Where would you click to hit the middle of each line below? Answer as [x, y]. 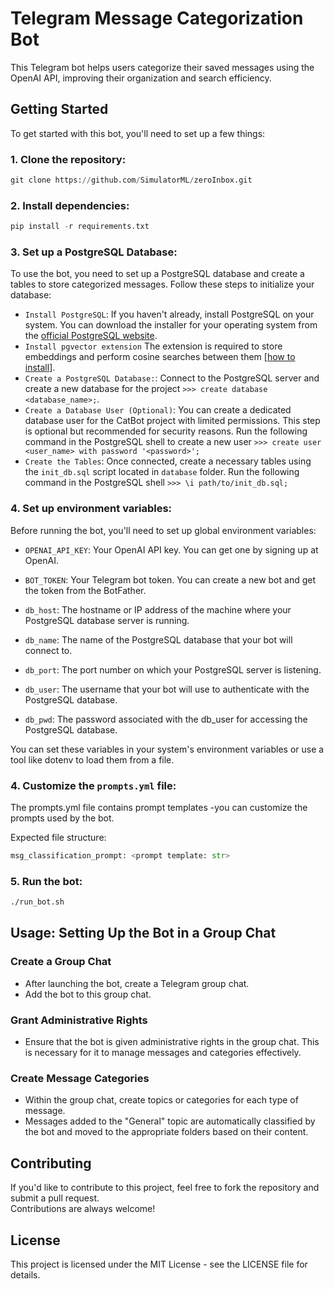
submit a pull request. [55, 1198]
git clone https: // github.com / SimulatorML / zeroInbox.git [131, 180]
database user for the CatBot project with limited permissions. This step [172, 421]
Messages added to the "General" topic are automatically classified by [170, 1121]
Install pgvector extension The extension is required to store [153, 346]
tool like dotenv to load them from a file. [92, 759]
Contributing [51, 1163]
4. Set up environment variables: [91, 509]
